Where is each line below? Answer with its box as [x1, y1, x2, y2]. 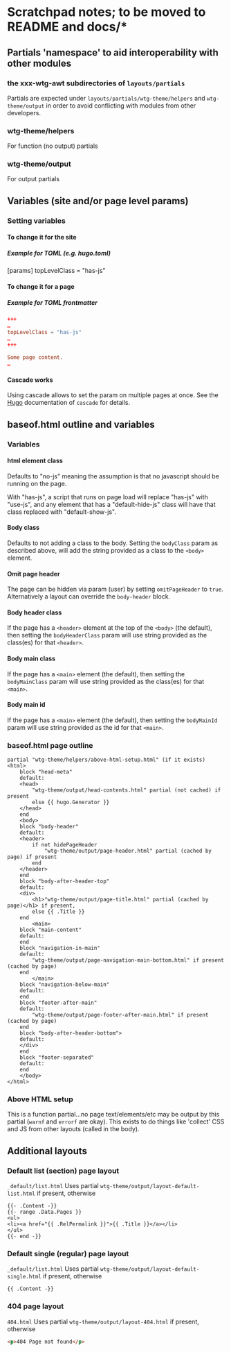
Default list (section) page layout [7, 1166, 120, 1176]
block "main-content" [19, 926, 82, 934]
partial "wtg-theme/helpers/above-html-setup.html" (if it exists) [7, 756, 206, 764]
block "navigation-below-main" [19, 981, 110, 988]
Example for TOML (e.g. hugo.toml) [7, 249, 111, 257]
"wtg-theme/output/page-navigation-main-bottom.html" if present [32, 957, 225, 964]
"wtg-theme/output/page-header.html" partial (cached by [44, 848, 212, 855]
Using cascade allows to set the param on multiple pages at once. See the [7, 391, 219, 399]
